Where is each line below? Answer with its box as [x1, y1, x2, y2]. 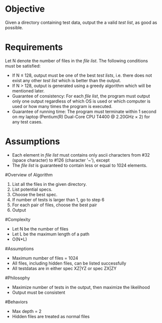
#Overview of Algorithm [5, 172, 53, 178]
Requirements [5, 42, 63, 53]
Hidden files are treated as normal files [12, 313, 90, 319]
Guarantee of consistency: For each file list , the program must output [12, 93, 150, 99]
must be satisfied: [5, 63, 41, 69]
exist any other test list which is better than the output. [12, 77, 121, 83]
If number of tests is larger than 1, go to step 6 [12, 197, 105, 202]
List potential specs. [12, 186, 52, 192]
